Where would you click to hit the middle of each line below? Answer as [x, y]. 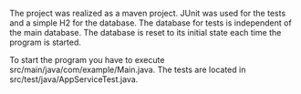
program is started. [46, 42]
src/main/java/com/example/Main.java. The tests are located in [128, 69]
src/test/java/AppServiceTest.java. [74, 79]
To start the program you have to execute [87, 60]
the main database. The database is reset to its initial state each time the [145, 32]
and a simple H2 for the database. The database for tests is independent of [150, 23]
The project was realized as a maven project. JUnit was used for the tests [148, 13]
